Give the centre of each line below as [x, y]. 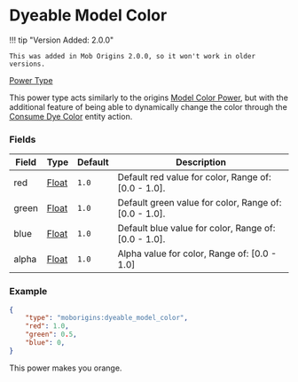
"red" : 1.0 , [47, 326]
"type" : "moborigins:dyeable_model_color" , [107, 318]
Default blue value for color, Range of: [196, 229]
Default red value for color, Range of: [195, 177]
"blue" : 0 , [45, 343]
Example [28, 292]
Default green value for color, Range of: [200, 203]
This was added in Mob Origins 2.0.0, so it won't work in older [132, 56]
